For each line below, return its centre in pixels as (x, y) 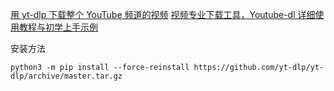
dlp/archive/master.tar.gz (66, 76)
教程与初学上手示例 (58, 27)
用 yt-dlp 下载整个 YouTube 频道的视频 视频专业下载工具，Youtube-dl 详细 (163, 14)
